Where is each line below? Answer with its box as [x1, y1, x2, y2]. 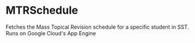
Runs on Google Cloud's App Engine [5, 29, 97, 36]
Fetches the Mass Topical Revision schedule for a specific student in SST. [5, 23, 190, 30]
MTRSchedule [5, 4, 78, 17]
